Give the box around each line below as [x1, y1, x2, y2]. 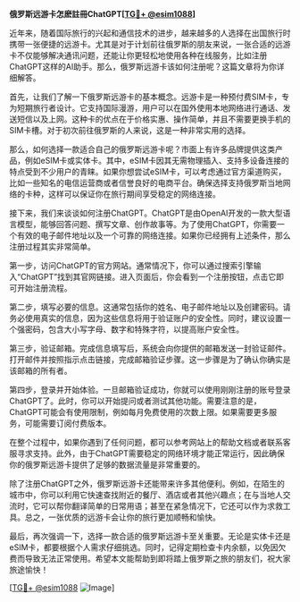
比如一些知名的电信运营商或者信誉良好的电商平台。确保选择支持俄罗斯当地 [9, 178, 283, 188]
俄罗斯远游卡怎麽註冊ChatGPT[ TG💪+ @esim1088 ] [9, 9, 196, 19]
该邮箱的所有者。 [9, 366, 72, 376]
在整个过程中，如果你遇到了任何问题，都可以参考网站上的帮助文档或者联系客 [9, 437, 291, 447]
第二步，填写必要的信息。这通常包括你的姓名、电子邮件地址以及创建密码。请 [9, 301, 291, 312]
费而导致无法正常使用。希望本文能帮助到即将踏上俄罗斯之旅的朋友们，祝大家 [9, 554, 291, 564]
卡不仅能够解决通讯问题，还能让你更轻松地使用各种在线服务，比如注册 [9, 50, 268, 61]
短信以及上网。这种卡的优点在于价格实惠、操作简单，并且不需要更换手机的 [16, 114, 291, 124]
